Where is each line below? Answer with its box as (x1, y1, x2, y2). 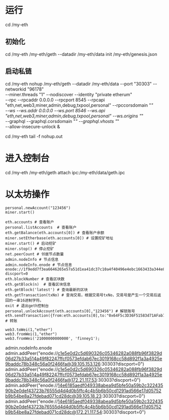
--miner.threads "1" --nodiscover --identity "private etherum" (5, 91, 132, 97)
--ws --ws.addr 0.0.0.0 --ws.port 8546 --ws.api (5, 107, 106, 113)
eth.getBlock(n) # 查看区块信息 (5, 282, 71, 287)
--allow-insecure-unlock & (5, 123, 60, 129)
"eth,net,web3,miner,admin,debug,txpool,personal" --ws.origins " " (5, 113, 144, 119)
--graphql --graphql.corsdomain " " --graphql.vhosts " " (5, 118, 120, 124)
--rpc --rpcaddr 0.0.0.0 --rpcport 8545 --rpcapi (5, 97, 105, 103)
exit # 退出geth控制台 (5, 303, 49, 309)
